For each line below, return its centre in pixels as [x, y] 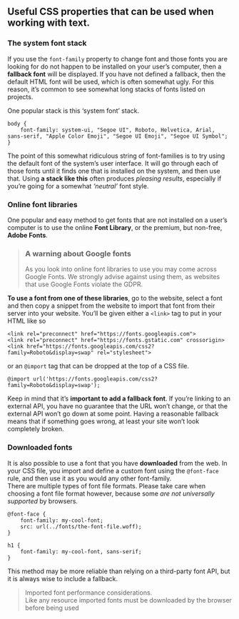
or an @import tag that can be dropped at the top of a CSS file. [98, 366]
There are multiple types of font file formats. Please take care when [106, 485]
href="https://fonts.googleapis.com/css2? [90, 347]
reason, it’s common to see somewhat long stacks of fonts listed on [106, 89]
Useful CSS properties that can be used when [111, 12]
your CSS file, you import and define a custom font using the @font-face [113, 470]
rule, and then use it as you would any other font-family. [90, 478]
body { [17, 124]
